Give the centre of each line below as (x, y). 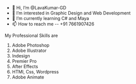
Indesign (21, 56)
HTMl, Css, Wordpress (35, 72)
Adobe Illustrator (29, 50)
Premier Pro (24, 61)
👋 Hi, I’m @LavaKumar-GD (39, 8)
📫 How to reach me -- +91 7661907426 (53, 24)
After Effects (25, 66)
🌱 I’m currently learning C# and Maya (50, 18)
